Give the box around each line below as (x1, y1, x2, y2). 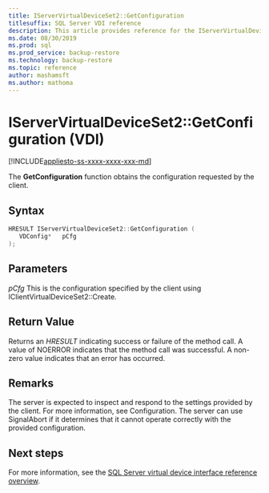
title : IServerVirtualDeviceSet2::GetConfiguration (8, 11, 184, 20)
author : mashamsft (8, 71, 70, 79)
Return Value (8, 315, 74, 329)
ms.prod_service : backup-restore (8, 49, 120, 57)
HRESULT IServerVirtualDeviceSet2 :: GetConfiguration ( (8, 225, 195, 233)
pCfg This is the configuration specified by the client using (8, 283, 202, 293)
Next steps (8, 446, 64, 460)
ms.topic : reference (8, 64, 78, 72)
